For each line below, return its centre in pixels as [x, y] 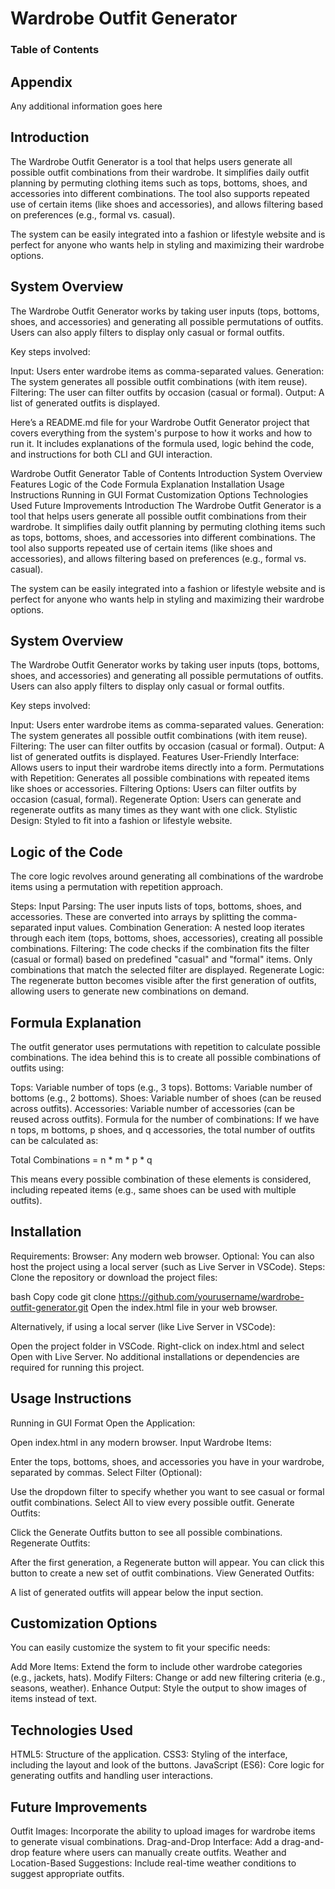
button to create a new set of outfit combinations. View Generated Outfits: [162, 1573]
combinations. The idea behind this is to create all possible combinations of [166, 1057]
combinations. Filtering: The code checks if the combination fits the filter [160, 949]
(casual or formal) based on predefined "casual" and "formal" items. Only [161, 959]
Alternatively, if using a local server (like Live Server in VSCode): [143, 1326]
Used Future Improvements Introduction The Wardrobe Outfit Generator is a [166, 505]
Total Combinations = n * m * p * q [81, 1159]
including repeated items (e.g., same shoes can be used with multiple [153, 1189]
